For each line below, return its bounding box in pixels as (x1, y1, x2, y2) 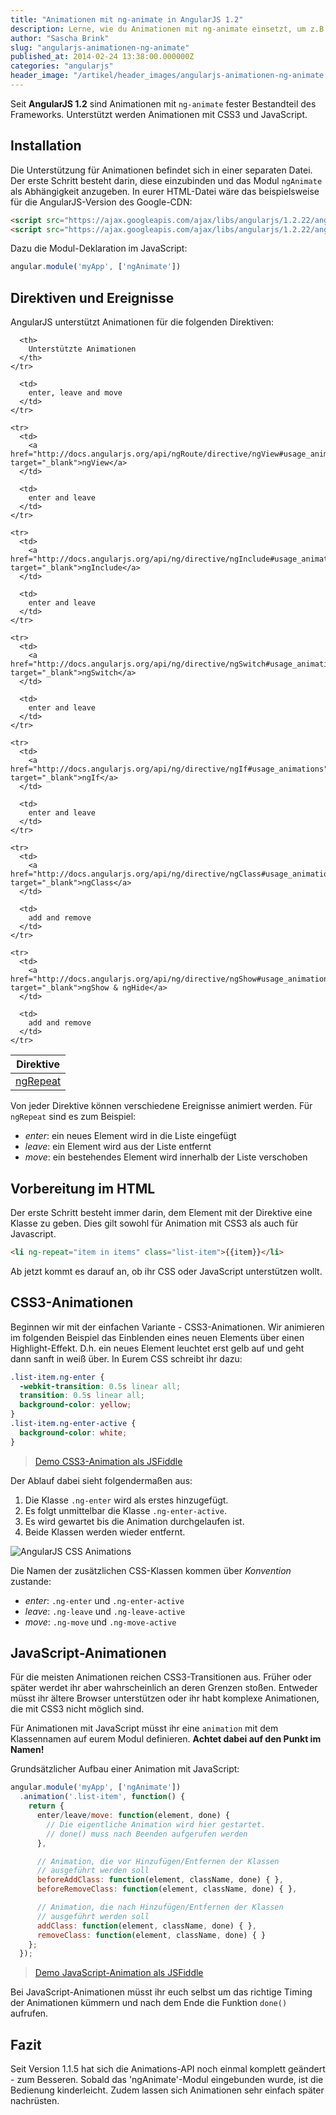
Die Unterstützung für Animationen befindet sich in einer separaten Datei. (10, 164, 313, 176)
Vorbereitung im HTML (10, 1180, 156, 1197)
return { (28, 1801, 65, 1811)
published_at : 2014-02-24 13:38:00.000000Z (10, 52, 195, 62)
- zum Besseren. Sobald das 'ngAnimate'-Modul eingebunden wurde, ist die (10, 2074, 324, 2086)
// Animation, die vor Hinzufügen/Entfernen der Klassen (36, 1856, 280, 1866)
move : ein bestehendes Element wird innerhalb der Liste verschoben (24, 1151, 308, 1163)
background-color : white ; (19, 1427, 128, 1438)
